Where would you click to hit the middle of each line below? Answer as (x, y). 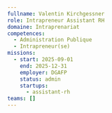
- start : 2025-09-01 (43, 60)
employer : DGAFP (44, 72)
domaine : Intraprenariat (43, 27)
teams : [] (22, 99)
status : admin (40, 79)
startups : (34, 86)
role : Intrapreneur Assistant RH (56, 20)
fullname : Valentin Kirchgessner (56, 14)
